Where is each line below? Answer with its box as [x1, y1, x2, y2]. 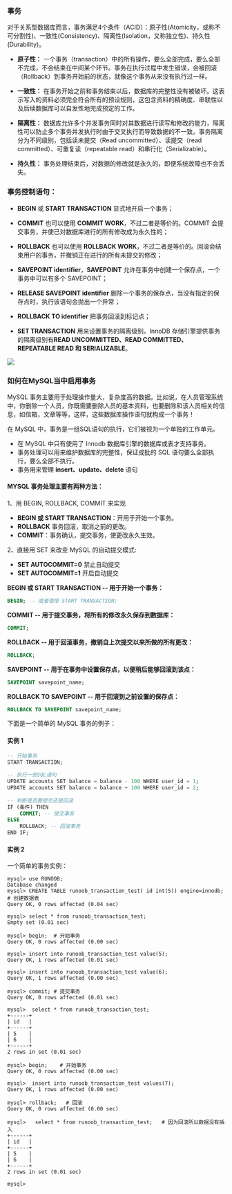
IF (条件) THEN [7, 803, 49, 811]
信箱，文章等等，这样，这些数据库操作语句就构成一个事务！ [25, 410, 195, 418]
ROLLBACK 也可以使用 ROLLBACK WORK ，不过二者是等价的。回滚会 [17, 242, 215, 250]
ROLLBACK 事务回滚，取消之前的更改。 [17, 523, 131, 531]
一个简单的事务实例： [7, 862, 68, 870]
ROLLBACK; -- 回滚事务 [19, 823, 81, 830]
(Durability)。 [7, 40, 46, 49]
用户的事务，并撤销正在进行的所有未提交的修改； [23, 251, 163, 259]
